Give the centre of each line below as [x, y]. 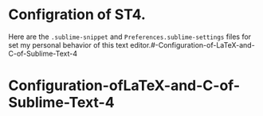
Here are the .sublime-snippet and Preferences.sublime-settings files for [130, 37]
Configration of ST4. [77, 15]
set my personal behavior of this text [69, 44]
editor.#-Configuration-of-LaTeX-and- [192, 44]
